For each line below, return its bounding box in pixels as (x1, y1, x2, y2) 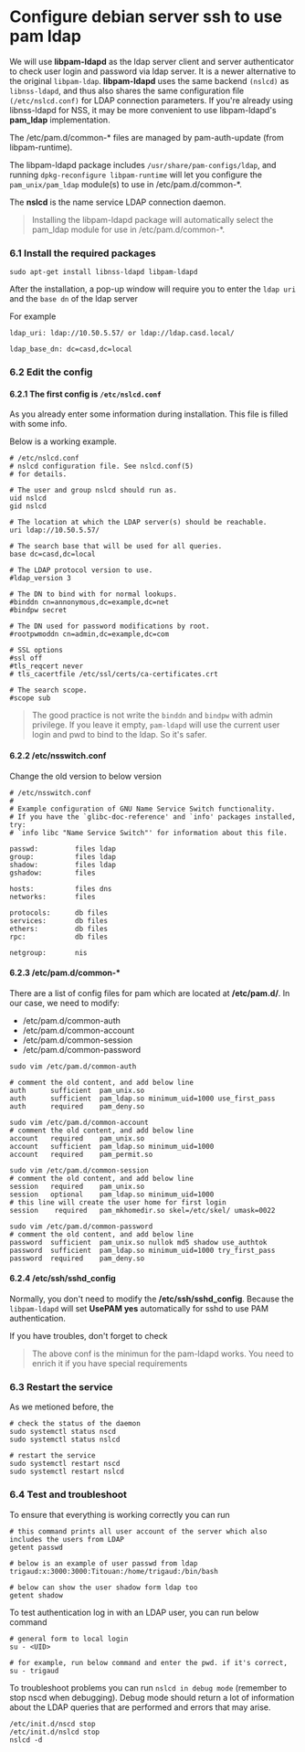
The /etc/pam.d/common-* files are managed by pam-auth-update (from (9, 132, 285, 143)
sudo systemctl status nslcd (9, 1435, 121, 1445)
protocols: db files (9, 908, 108, 918)
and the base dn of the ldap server (9, 293, 139, 304)
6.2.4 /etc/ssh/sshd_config (9, 1273, 116, 1284)
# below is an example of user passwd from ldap (9, 1558, 198, 1568)
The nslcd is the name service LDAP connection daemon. (9, 196, 226, 207)
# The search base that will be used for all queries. (9, 542, 223, 551)
